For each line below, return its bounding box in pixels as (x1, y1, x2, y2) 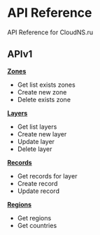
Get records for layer (17, 171, 78, 180)
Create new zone (17, 87, 67, 96)
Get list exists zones (17, 80, 76, 89)
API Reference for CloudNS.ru (7, 28, 94, 36)
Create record (17, 179, 58, 187)
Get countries (17, 221, 57, 229)
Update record (17, 187, 59, 195)
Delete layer (17, 145, 52, 153)
